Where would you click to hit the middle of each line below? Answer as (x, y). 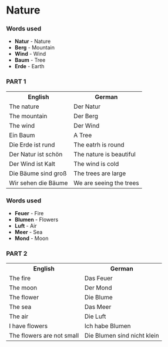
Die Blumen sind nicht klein (122, 336)
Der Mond (98, 288)
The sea (20, 307)
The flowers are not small (44, 336)
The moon (23, 288)
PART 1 (16, 82)
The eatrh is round (99, 145)
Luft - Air (26, 226)
